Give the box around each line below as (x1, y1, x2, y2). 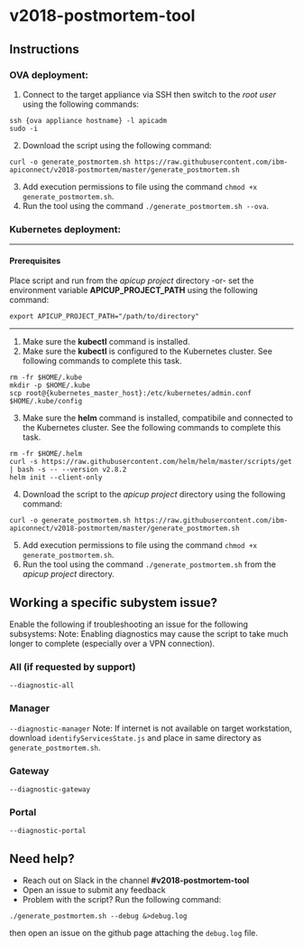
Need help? (9, 851, 75, 867)
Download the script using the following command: (22, 139, 212, 150)
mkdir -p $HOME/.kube (9, 381, 91, 390)
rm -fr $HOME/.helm (9, 450, 83, 459)
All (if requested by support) (9, 661, 136, 674)
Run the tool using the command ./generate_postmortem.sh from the (22, 559, 277, 570)
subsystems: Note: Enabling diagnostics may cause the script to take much (9, 629, 289, 639)
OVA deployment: (9, 69, 88, 81)
